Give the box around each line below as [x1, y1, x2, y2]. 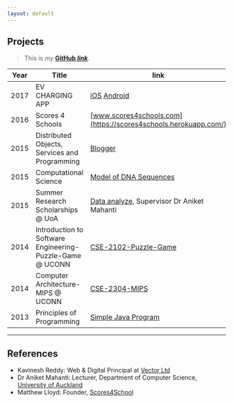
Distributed [35, 131, 72, 141]
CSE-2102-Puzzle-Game [89, 242, 177, 252]
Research [35, 197, 67, 206]
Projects [7, 36, 44, 48]
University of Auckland [17, 381, 83, 389]
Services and [35, 148, 78, 158]
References [7, 348, 58, 359]
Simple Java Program [89, 312, 160, 322]
